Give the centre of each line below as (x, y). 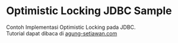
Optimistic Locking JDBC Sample (89, 11)
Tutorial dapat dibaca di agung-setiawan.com (62, 33)
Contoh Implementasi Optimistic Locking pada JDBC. (71, 27)
